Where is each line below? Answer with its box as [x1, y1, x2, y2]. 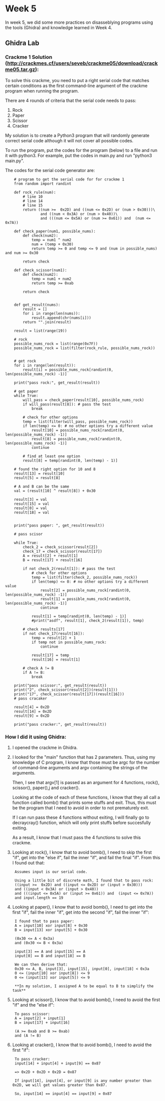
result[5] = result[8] [14, 475, 61, 480]
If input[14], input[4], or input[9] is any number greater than [14, 1078, 152, 1083]
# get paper [14, 389, 38, 394]
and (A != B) [14, 1033, 41, 1038]
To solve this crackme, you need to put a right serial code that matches [5, 77, 149, 83]
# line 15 [23, 203, 43, 208]
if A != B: [23, 670, 45, 675]
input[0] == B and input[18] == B [14, 953, 86, 958]
